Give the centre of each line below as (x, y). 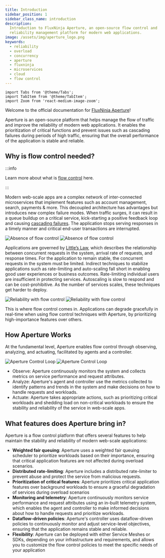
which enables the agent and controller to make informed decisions (81, 508)
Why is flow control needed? (50, 156)
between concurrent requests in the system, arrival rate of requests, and (79, 253)
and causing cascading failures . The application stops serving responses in (82, 223)
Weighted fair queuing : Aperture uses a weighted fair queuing (76, 450)
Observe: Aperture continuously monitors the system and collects (79, 371)
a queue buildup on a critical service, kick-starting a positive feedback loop (82, 218)
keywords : (15, 42)
